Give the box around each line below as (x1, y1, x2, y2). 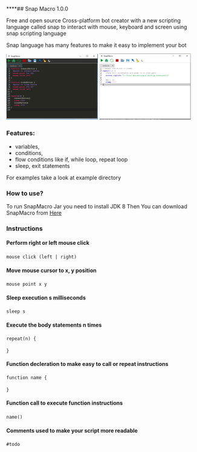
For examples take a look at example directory (6, 174, 121, 181)
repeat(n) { (6, 336, 36, 342)
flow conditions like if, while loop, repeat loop (15, 156, 128, 163)
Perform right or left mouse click (6, 239, 89, 247)
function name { (6, 374, 47, 381)
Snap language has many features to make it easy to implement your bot (6, 42, 187, 48)
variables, (15, 142, 40, 150)
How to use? (6, 189, 44, 198)
